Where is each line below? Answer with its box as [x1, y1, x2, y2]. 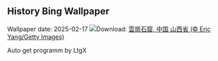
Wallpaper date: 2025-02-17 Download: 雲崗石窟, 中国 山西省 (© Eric [7, 24, 211, 33]
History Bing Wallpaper [7, 6, 110, 17]
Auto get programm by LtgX [7, 46, 87, 54]
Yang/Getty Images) [7, 33, 65, 41]
